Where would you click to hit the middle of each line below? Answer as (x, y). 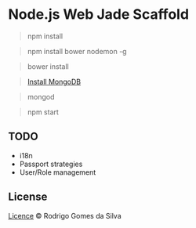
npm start (43, 112)
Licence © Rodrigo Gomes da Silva (65, 215)
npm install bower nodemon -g (77, 51)
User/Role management (58, 172)
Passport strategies (51, 164)
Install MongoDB (54, 81)
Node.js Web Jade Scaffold (99, 14)
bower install (48, 66)
